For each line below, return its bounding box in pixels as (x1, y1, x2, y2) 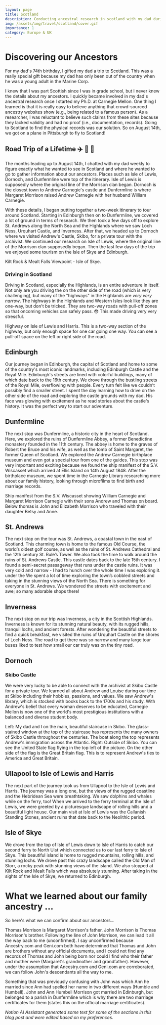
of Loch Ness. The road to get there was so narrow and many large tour (5, 637, 151, 643)
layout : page (5, 7, 32, 12)
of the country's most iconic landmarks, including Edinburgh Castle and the (5, 366, 159, 372)
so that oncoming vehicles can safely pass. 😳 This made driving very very (5, 309, 157, 314)
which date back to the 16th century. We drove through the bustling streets (5, 377, 157, 383)
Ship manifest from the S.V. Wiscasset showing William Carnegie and (5, 492, 146, 498)
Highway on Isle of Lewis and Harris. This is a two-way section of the (5, 323, 146, 329)
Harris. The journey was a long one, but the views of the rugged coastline (5, 788, 155, 794)
